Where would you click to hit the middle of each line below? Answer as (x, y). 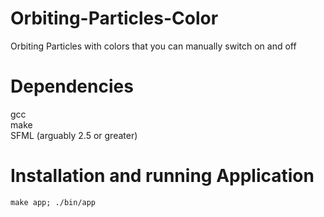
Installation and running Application (162, 176)
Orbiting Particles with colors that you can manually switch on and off (153, 46)
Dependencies (72, 86)
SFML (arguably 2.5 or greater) (74, 135)
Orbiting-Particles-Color (114, 18)
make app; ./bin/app (53, 202)
